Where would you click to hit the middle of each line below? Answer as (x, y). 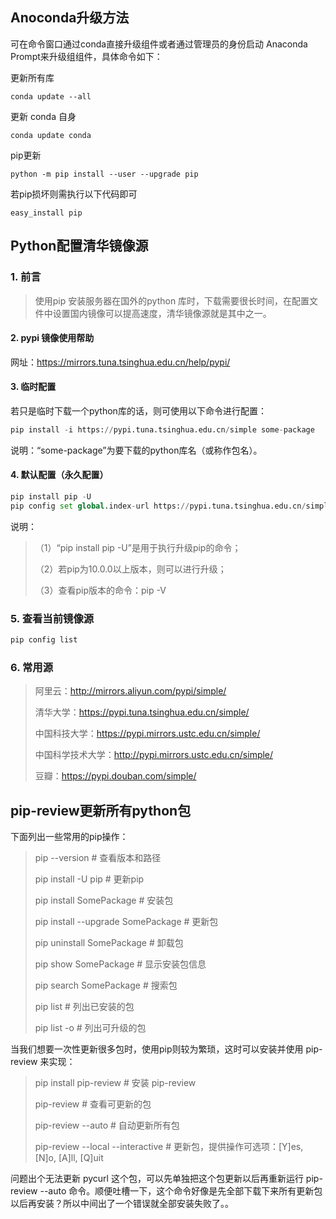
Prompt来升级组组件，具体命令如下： (86, 56)
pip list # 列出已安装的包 (84, 1007)
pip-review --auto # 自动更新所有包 (107, 1125)
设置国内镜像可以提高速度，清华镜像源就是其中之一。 (162, 313)
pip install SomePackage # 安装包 (104, 900)
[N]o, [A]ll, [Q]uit (69, 1158)
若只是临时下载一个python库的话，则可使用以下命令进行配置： (138, 410)
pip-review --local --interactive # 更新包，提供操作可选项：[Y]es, (169, 1147)
